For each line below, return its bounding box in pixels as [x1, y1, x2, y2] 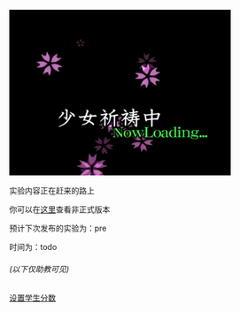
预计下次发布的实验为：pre [9, 223, 107, 233]
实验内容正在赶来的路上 [9, 186, 95, 195]
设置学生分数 [9, 292, 56, 303]
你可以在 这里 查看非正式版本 [9, 204, 111, 215]
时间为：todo [9, 242, 58, 252]
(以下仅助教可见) [9, 263, 70, 274]
